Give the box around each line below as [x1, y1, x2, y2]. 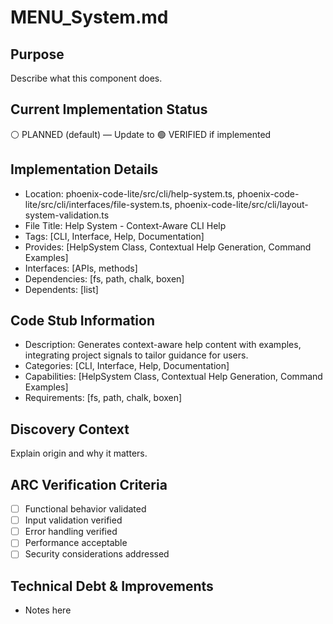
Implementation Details [10, 161, 159, 178]
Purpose [10, 46, 65, 63]
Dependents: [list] [24, 283, 99, 295]
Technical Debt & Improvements [10, 577, 214, 595]
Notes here [24, 604, 72, 616]
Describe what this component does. [10, 72, 163, 84]
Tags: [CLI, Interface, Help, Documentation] [24, 230, 205, 242]
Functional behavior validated [24, 503, 147, 515]
